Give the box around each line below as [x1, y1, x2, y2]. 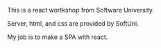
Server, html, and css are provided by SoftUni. [7, 19, 139, 27]
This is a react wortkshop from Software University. [7, 6, 155, 14]
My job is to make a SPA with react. [7, 33, 108, 41]
